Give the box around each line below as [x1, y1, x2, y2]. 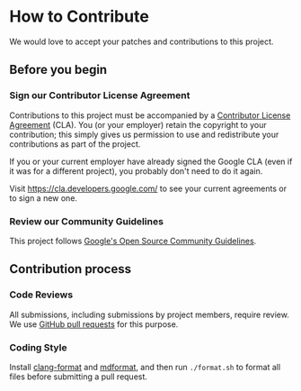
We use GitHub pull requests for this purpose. [9, 318, 179, 330]
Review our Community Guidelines [9, 214, 164, 227]
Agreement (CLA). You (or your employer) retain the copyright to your [9, 119, 267, 130]
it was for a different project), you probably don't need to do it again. [9, 165, 263, 177]
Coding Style [9, 341, 67, 353]
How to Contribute [9, 6, 150, 27]
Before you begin [9, 62, 108, 77]
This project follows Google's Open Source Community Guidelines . [9, 235, 257, 246]
